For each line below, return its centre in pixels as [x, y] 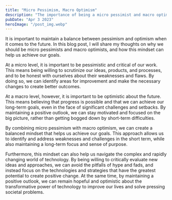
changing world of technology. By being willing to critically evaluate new [81, 160]
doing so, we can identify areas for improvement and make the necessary [83, 81]
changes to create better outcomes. [43, 87]
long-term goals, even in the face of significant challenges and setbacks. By [86, 107]
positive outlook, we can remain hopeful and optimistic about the [74, 181]
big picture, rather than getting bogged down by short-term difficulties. [80, 118]
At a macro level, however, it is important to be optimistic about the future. [83, 96]
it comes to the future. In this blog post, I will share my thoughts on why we [84, 44]
